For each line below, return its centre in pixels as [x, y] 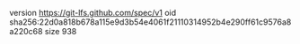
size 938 [61, 31]
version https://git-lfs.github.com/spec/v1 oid [93, 13]
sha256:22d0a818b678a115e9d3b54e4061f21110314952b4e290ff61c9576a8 [150, 22]
